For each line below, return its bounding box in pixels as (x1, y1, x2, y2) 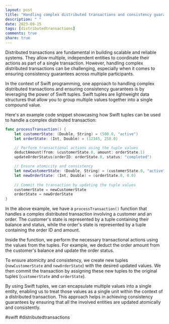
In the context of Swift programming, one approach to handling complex (5, 80, 155, 86)
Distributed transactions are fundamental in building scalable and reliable (5, 49, 157, 55)
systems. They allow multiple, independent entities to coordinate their (5, 54, 149, 60)
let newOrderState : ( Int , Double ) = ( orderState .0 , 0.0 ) (14, 173, 136, 178)
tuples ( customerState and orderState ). (5, 273, 86, 280)
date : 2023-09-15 (5, 21, 42, 27)
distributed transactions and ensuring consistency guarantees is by (5, 86, 145, 92)
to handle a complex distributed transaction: (5, 117, 97, 123)
